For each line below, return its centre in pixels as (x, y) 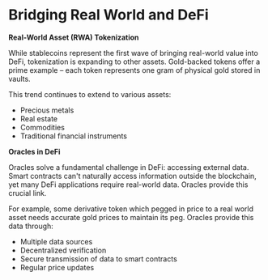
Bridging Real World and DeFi (108, 15)
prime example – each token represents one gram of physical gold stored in (134, 70)
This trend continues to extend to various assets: (90, 94)
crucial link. (28, 193)
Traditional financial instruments (74, 136)
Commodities (42, 127)
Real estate (39, 118)
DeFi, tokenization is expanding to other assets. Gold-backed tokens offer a (134, 62)
